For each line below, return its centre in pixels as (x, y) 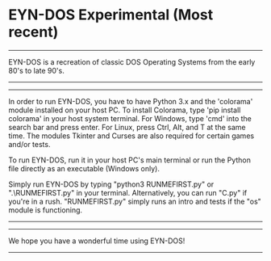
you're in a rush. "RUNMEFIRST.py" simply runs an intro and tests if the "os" (135, 201)
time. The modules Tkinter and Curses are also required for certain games (131, 136)
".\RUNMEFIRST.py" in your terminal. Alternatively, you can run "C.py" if (128, 192)
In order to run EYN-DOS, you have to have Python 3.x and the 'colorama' (131, 101)
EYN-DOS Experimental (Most (111, 15)
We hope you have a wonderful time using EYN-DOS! (97, 241)
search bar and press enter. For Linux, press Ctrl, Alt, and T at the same (127, 127)
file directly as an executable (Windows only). (84, 168)
